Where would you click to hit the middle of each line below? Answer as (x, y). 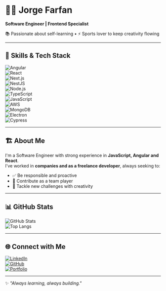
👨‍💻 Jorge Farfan (39, 10)
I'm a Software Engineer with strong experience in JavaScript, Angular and (82, 155)
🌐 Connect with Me (35, 247)
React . (12, 161)
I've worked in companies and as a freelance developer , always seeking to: (83, 166)
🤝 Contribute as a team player (42, 181)
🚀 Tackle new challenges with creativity (52, 186)
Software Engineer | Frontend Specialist (47, 24)
